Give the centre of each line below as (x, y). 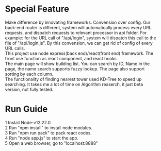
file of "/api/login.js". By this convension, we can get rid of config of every (79, 43)
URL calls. (15, 48)
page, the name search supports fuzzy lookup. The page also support (75, 68)
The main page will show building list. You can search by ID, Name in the (78, 64)
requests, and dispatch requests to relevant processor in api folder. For (76, 33)
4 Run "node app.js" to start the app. (42, 138)
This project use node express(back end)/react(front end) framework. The (79, 53)
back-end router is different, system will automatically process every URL (78, 27)
